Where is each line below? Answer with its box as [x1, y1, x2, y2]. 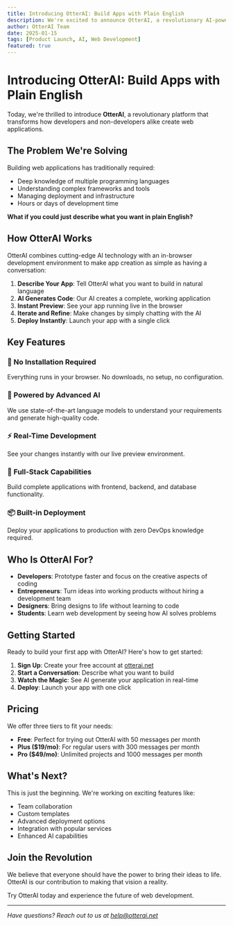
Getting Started [7, 629, 76, 641]
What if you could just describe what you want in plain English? [7, 213, 193, 221]
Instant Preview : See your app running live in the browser [17, 301, 183, 310]
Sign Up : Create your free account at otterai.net [17, 661, 154, 670]
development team [17, 595, 71, 603]
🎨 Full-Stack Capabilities [7, 467, 92, 477]
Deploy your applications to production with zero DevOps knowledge [7, 526, 205, 535]
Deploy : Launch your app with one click [17, 684, 132, 692]
